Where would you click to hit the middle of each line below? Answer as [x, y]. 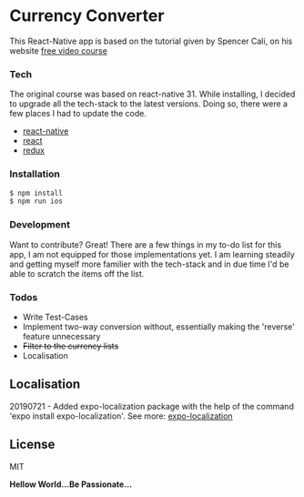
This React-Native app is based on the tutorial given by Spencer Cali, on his [151, 41]
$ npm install [36, 193]
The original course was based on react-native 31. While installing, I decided [152, 94]
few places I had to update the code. [78, 114]
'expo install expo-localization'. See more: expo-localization [122, 416]
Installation [35, 174]
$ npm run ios [36, 201]
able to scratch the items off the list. [77, 273]
